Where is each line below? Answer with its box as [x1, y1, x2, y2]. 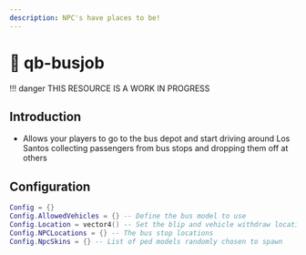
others [22, 152, 47, 164]
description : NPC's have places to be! [9, 13, 161, 23]
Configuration [9, 178, 91, 194]
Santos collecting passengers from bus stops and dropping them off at [22, 143, 289, 154]
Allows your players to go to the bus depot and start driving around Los [22, 133, 291, 144]
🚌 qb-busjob [9, 52, 105, 73]
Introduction [9, 108, 82, 124]
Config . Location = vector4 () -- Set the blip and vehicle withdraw [9, 219, 271, 229]
